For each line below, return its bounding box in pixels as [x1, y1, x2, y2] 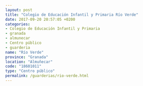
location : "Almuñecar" [5, 59, 53, 64]
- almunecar [5, 36, 30, 41]
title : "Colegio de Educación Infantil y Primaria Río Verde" [5, 12, 138, 17]
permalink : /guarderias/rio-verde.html [5, 73, 89, 78]
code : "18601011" [5, 64, 42, 69]
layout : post [5, 7, 33, 13]
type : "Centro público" [5, 69, 55, 74]
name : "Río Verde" [5, 50, 44, 55]
